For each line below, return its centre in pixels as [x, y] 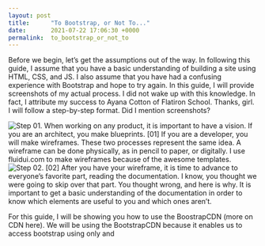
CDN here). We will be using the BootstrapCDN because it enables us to [125, 225]
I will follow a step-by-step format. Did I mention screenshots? [110, 111]
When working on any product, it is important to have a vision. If [148, 126]
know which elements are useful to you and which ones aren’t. [110, 202]
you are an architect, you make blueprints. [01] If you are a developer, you [128, 134]
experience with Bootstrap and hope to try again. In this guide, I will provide [131, 85]
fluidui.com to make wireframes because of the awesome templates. [120, 160]
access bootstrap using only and [61, 233]
